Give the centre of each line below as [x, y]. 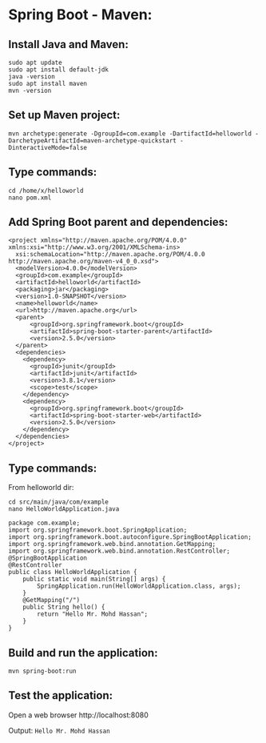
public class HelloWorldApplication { [73, 572]
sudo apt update [35, 62]
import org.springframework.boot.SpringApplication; [98, 530]
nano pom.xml [30, 198]
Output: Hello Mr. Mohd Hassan [59, 730]
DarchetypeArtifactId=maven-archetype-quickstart [93, 141]
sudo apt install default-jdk [59, 70]
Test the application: [61, 695]
